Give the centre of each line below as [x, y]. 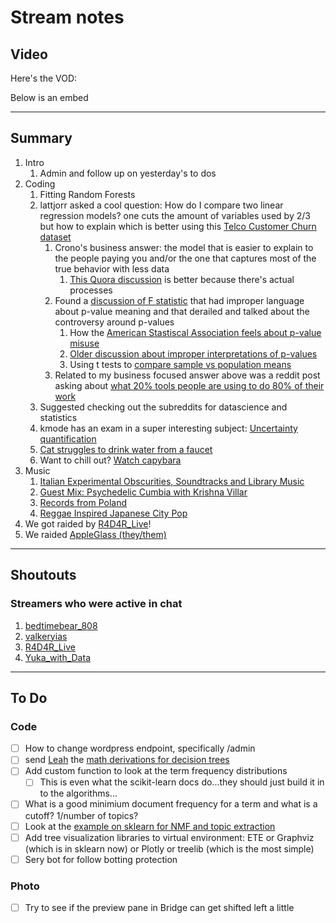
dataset [55, 237]
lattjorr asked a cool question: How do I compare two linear [161, 205]
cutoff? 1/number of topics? [81, 815]
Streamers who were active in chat [96, 604]
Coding [40, 183]
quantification [68, 438]
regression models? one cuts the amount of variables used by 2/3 [175, 215]
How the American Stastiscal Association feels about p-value [195, 332]
